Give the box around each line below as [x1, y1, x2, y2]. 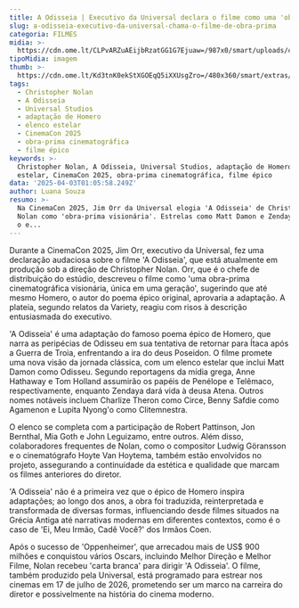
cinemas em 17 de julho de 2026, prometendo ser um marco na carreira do [9, 579, 283, 589]
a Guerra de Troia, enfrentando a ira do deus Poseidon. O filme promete [9, 347, 273, 357]
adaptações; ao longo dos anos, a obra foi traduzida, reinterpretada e [9, 496, 264, 506]
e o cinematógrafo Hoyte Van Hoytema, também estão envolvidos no [9, 449, 263, 460]
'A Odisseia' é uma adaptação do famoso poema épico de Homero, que [9, 328, 271, 339]
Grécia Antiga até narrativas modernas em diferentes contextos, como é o [9, 514, 280, 525]
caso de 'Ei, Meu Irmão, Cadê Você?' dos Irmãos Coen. [9, 523, 212, 535]
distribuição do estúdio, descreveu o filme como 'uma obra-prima [9, 273, 251, 283]
